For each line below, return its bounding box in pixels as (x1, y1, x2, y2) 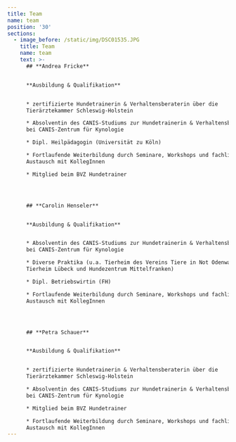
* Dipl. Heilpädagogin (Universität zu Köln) (25, 139, 162, 146)
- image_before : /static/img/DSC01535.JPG (13, 37, 140, 44)
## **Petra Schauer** (25, 329, 90, 336)
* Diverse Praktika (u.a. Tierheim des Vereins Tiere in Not (25, 259, 209, 266)
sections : (7, 30, 37, 37)
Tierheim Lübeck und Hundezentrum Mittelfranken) (25, 265, 174, 272)
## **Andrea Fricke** (25, 63, 90, 70)
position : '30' (7, 23, 52, 30)
